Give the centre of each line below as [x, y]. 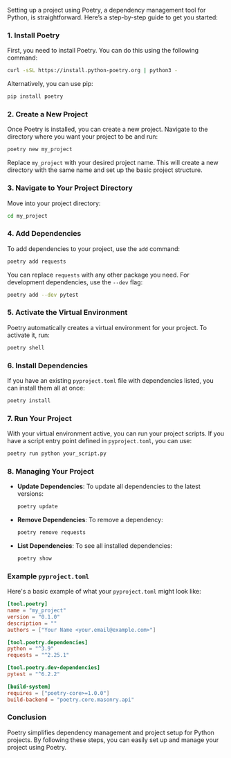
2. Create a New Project [48, 114]
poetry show [34, 558]
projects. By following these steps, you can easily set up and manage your [113, 740]
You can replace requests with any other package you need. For [99, 275]
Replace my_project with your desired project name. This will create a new [113, 163]
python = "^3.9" [30, 649]
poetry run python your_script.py [57, 454]
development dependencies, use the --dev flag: [75, 282]
